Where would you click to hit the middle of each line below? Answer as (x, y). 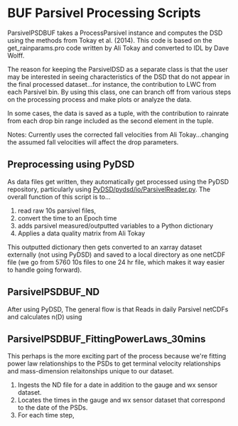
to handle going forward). (45, 270)
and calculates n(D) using (45, 316)
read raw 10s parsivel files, (57, 211)
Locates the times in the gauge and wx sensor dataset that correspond (121, 400)
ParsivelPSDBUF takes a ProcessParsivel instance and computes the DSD (115, 33)
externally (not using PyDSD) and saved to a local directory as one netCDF (117, 255)
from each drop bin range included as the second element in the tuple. (110, 121)
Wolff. (16, 55)
